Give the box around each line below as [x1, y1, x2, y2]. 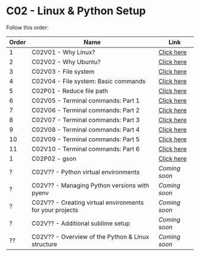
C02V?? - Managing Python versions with [32, 181, 149, 189]
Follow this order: [6, 24, 49, 31]
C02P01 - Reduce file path [32, 86, 108, 95]
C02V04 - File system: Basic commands [32, 77, 146, 85]
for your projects [32, 205, 79, 214]
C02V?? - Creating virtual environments [32, 198, 144, 207]
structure [32, 240, 58, 248]
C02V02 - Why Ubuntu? [32, 58, 101, 66]
